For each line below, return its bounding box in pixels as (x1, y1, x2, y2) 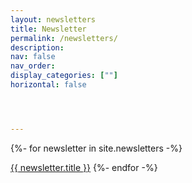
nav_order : (10, 61, 56, 71)
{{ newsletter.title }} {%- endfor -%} (10, 161, 158, 173)
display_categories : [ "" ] (10, 71, 118, 81)
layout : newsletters (10, 14, 97, 25)
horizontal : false (10, 80, 87, 90)
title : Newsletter (10, 24, 87, 34)
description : (10, 42, 65, 53)
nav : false (10, 52, 56, 62)
